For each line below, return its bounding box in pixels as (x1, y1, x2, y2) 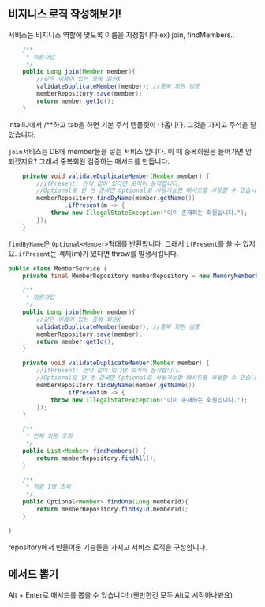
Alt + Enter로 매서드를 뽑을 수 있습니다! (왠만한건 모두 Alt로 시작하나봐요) (8, 590, 233, 599)
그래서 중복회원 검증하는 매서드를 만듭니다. (39, 156, 170, 166)
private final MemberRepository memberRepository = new (22, 272, 211, 280)
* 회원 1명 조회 (25, 483, 71, 492)
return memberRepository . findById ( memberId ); (36, 505, 189, 514)
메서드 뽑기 (8, 567, 59, 581)
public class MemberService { (8, 264, 108, 273)
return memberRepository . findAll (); (36, 454, 157, 462)
